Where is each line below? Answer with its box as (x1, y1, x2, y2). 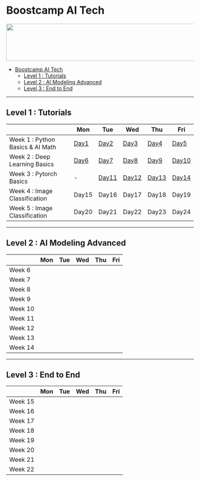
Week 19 (9, 436, 35, 445)
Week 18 (9, 427, 35, 435)
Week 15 (9, 398, 35, 406)
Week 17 (9, 417, 35, 425)
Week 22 (9, 466, 35, 474)
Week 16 (9, 407, 35, 415)
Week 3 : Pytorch (9, 169, 58, 178)
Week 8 (9, 285, 31, 293)
